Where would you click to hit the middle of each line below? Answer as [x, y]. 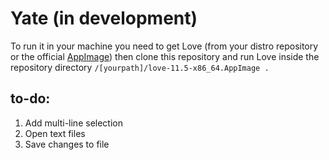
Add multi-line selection [73, 123]
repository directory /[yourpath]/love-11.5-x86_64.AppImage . [140, 67]
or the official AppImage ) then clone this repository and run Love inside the [165, 56]
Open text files [55, 133]
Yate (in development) [104, 18]
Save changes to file [67, 144]
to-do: [30, 98]
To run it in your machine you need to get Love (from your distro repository [164, 46]
